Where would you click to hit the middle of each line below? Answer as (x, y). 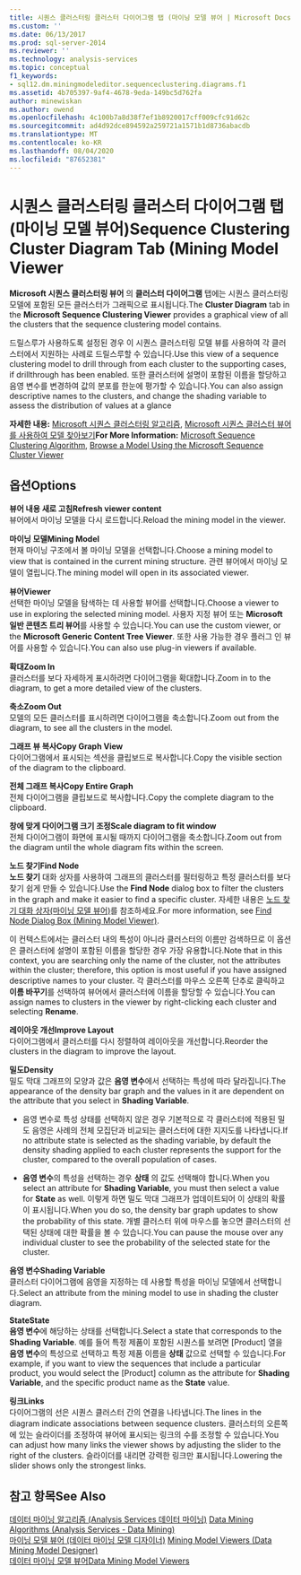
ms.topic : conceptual (50, 68)
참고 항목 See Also (58, 1496)
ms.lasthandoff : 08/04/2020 (62, 151)
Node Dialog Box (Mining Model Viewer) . (84, 921)
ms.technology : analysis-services (74, 59)
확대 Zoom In (32, 667)
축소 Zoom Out (35, 707)
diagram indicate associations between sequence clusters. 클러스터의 (137, 1423)
